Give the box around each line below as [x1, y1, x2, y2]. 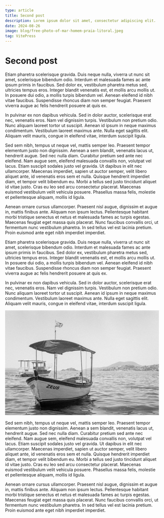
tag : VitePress [5, 34, 36, 39]
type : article [5, 8, 34, 13]
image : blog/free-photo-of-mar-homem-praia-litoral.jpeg [5, 28, 123, 34]
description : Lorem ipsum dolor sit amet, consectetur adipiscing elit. [5, 18, 156, 23]
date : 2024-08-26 [5, 23, 41, 28]
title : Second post [5, 13, 45, 18]
